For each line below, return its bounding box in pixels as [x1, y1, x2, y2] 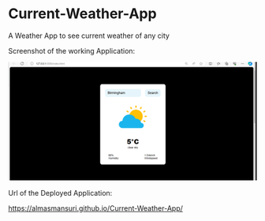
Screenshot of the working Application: [8, 46, 136, 55]
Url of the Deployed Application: [8, 188, 113, 197]
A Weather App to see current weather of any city [8, 31, 170, 40]
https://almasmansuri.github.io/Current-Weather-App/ [8, 203, 184, 213]
